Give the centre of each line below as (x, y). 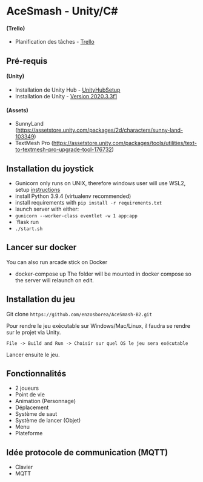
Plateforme (29, 433)
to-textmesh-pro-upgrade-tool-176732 (63, 149)
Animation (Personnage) (45, 401)
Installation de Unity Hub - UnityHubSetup (68, 90)
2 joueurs (27, 388)
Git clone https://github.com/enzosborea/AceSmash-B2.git (79, 314)
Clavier (24, 467)
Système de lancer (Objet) (48, 421)
